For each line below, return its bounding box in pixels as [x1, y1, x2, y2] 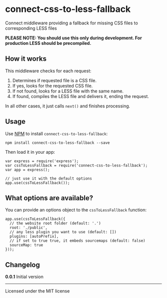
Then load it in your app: [5, 149, 56, 155]
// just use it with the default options [5, 176, 92, 181]
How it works [5, 55, 47, 63]
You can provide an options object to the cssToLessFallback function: [5, 207, 147, 213]
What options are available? [5, 194, 93, 202]
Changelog [5, 260, 40, 269]
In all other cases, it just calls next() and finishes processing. [5, 103, 130, 109]
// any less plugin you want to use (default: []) [9, 230, 117, 235]
